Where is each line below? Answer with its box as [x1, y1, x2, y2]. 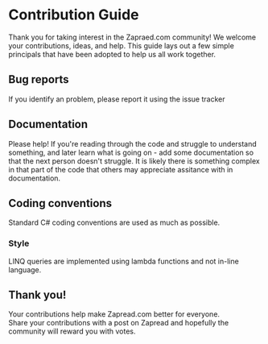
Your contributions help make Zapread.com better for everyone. [8, 309, 220, 319]
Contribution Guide [8, 6, 139, 24]
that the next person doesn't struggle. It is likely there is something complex [8, 155, 260, 166]
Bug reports [8, 73, 70, 86]
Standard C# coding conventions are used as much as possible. [8, 218, 221, 227]
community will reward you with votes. [8, 326, 136, 336]
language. [8, 264, 42, 275]
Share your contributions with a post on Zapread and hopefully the [8, 318, 229, 328]
